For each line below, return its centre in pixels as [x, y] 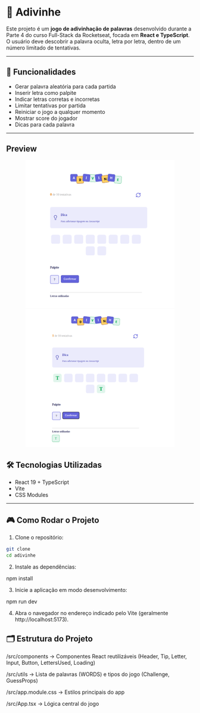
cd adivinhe [21, 555]
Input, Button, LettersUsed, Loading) [51, 662]
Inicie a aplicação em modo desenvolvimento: [71, 589]
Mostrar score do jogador [46, 118]
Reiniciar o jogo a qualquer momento [60, 112]
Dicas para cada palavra [45, 124]
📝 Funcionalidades [41, 72]
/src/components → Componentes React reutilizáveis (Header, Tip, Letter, [97, 656]
